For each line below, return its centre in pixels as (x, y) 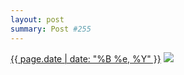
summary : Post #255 (51, 29)
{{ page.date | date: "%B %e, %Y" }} (86, 58)
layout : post (37, 19)
